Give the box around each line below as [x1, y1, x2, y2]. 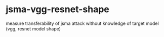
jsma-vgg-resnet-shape [6, 4, 109, 15]
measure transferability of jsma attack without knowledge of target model [6, 20, 159, 26]
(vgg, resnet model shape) [6, 25, 61, 31]
